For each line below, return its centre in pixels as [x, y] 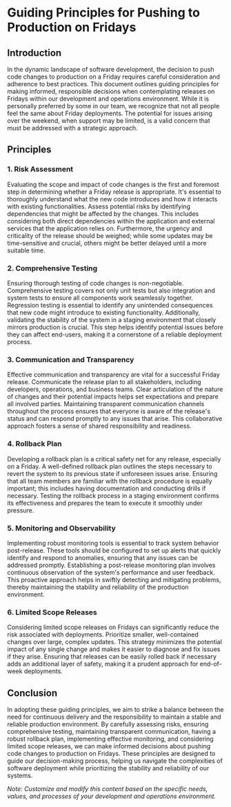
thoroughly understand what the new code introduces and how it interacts [112, 199]
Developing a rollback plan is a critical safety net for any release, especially [114, 459]
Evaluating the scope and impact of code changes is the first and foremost [113, 184]
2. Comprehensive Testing [52, 268]
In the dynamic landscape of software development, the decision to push [111, 69]
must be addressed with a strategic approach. [72, 128]
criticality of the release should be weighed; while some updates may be [110, 235]
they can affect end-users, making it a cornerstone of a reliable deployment [114, 334]
